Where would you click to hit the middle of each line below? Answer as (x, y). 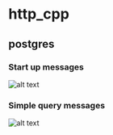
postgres (31, 44)
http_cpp (39, 14)
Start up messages (46, 67)
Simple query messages (57, 105)
